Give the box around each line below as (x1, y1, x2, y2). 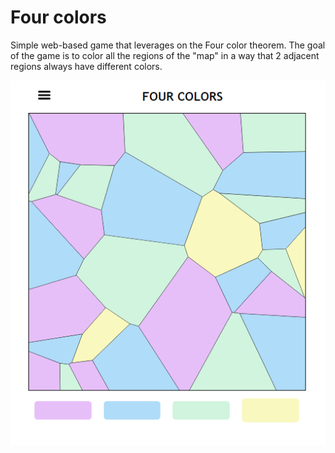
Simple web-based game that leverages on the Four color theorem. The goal (10, 39, 326, 51)
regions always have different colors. (10, 60, 163, 72)
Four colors (10, 6, 107, 29)
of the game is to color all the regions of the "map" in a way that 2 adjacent (10, 49, 320, 61)
